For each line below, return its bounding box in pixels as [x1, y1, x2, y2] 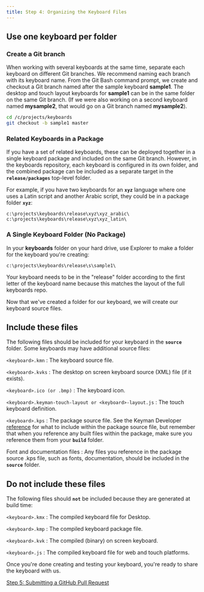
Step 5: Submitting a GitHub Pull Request [6, 579, 109, 587]
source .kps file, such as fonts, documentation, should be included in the [6, 455, 189, 462]
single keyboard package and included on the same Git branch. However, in [6, 155, 197, 162]
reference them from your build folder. [6, 436, 104, 444]
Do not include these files [6, 478, 106, 489]
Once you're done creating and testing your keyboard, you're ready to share [6, 561, 199, 568]
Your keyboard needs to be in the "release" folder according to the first [6, 273, 185, 281]
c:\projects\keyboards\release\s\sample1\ [6, 262, 116, 269]
